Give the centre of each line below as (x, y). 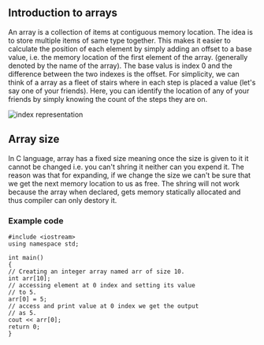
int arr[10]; (30, 278)
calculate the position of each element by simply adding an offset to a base (130, 49)
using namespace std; (44, 244)
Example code (36, 220)
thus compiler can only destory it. (63, 200)
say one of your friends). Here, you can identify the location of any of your (129, 91)
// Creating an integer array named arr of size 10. (97, 272)
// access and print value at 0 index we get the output (104, 306)
